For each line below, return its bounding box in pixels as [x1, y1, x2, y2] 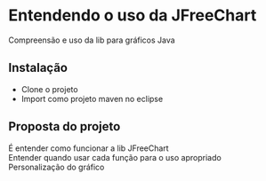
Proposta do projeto [8, 119, 121, 134]
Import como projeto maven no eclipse [20, 93, 164, 104]
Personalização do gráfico [8, 161, 105, 172]
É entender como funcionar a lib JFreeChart [8, 143, 170, 153]
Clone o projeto [20, 83, 78, 94]
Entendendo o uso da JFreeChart [8, 5, 257, 26]
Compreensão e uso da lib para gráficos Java [8, 35, 175, 45]
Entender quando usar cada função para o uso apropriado [8, 152, 222, 162]
